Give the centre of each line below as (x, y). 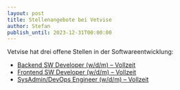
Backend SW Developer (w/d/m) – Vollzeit (76, 65)
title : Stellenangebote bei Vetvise (59, 20)
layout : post (26, 13)
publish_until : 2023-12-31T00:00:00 (59, 32)
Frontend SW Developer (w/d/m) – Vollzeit (77, 72)
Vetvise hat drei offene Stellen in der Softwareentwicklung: (90, 52)
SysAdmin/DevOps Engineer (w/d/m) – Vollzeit (83, 80)
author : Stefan (29, 26)
